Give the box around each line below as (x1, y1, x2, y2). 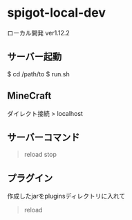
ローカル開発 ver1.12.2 (7, 28, 70, 37)
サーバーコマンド (7, 131, 80, 143)
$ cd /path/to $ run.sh (7, 69, 70, 78)
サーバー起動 (7, 51, 62, 63)
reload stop (23, 151, 57, 159)
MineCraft (7, 90, 52, 102)
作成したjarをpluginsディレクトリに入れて (7, 192, 126, 201)
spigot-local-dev (7, 5, 106, 21)
